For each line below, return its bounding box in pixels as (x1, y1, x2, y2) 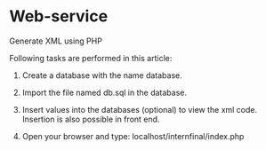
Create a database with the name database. (21, 69, 182, 81)
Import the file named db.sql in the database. (21, 87, 188, 98)
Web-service (9, 6, 109, 27)
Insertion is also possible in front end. (21, 114, 160, 124)
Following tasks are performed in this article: (9, 52, 173, 63)
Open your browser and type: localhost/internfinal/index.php (21, 130, 245, 141)
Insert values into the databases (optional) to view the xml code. (21, 104, 258, 114)
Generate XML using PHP (9, 36, 102, 46)
